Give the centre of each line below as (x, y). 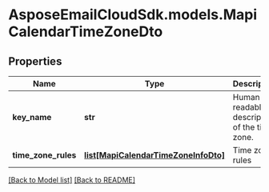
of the (244, 127)
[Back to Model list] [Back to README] (72, 180)
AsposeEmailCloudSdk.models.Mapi (133, 15)
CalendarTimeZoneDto (86, 32)
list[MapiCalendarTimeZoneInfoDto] (155, 155)
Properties (35, 61)
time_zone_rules (44, 155)
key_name (32, 117)
